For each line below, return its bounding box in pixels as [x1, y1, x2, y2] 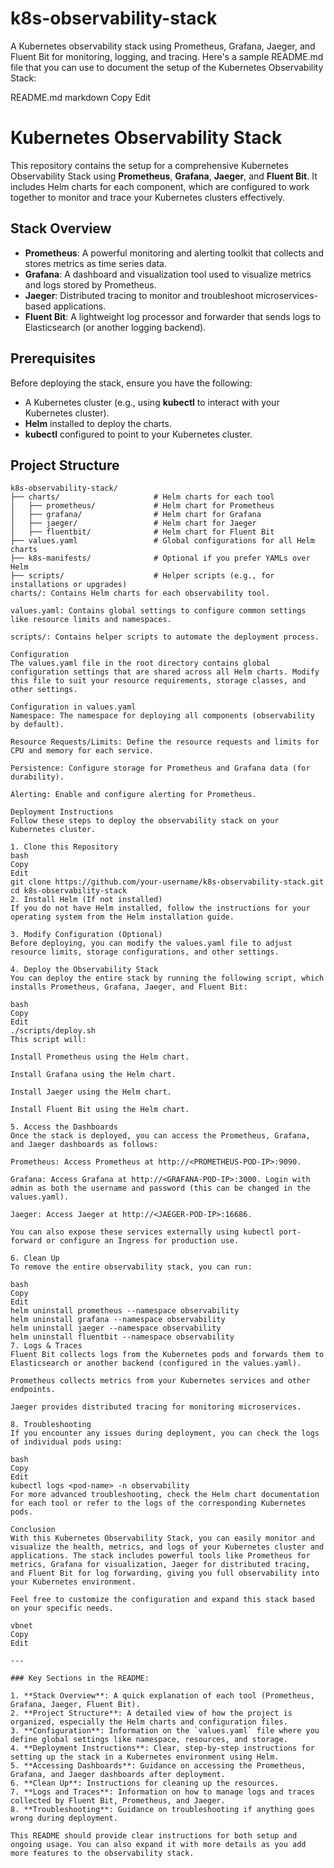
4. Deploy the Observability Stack [10, 965, 159, 975]
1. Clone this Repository [10, 842, 118, 852]
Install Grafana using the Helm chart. [10, 1070, 177, 1080]
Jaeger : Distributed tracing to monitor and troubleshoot [24, 289, 254, 301]
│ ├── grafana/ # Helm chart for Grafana [10, 510, 262, 520]
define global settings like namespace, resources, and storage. [10, 1735, 288, 1745]
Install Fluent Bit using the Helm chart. [10, 1105, 190, 1115]
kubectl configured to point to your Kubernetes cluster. [24, 428, 253, 440]
